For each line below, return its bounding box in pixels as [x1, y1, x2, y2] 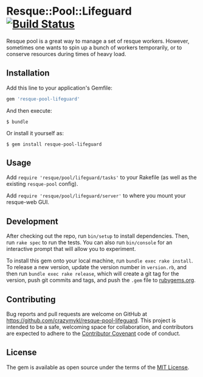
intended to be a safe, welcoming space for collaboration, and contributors [6, 323, 193, 331]
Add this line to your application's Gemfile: [6, 84, 112, 91]
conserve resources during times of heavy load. [6, 50, 126, 57]
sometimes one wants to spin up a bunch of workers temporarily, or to [6, 44, 182, 51]
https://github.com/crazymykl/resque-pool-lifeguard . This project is [6, 317, 176, 324]
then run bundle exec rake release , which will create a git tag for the [6, 270, 179, 278]
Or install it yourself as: [6, 129, 64, 136]
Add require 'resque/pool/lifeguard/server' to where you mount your [6, 192, 187, 199]
